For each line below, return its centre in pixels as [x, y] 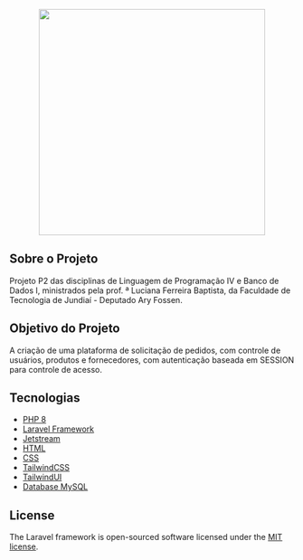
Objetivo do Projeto [65, 329]
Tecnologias [45, 398]
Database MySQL [55, 487]
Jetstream [41, 439]
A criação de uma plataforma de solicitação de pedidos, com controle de [145, 350]
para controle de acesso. [56, 369]
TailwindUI [42, 477]
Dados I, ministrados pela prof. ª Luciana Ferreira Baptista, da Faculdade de [150, 290]
